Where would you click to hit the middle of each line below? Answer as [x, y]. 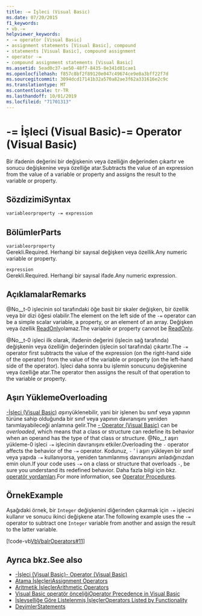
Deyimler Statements [40, 607]
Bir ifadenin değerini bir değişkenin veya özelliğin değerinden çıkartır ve [95, 161]
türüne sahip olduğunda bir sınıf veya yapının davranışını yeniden [87, 418]
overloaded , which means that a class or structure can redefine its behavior [100, 431]
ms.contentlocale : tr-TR [37, 91]
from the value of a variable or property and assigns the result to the [91, 174]
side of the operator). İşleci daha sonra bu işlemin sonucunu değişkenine [96, 366]
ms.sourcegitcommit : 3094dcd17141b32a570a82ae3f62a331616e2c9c [87, 79]
